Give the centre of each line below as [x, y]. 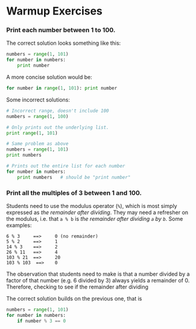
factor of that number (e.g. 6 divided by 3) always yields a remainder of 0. [98, 281]
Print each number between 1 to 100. [61, 30]
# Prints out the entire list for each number [66, 166]
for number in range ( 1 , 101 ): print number [62, 88]
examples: [19, 226]
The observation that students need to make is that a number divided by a [98, 274]
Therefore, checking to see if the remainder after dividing [77, 287]
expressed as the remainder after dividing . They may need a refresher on [97, 212]
